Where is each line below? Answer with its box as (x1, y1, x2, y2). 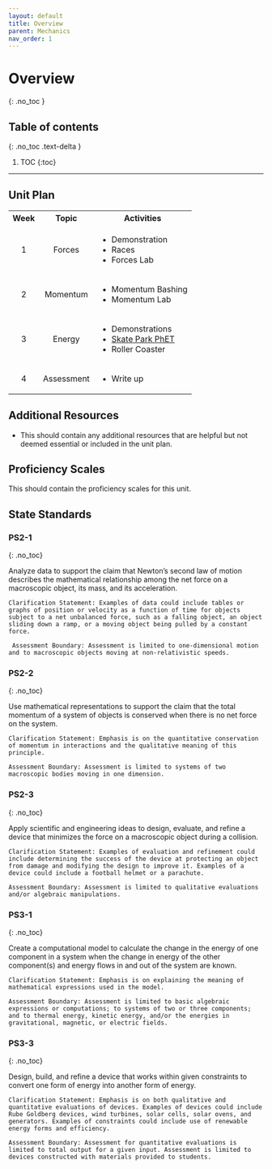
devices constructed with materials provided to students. (8, 1153, 212, 1162)
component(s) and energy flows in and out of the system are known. (8, 960, 237, 971)
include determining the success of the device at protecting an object (8, 855, 259, 863)
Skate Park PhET (111, 333, 176, 344)
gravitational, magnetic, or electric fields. (8, 1019, 168, 1028)
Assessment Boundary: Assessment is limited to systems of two (8, 763, 227, 772)
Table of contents (8, 119, 99, 134)
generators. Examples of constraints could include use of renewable (8, 1118, 249, 1126)
